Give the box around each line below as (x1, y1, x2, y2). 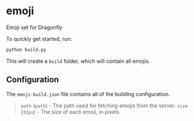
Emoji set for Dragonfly (6, 24, 63, 31)
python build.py (6, 46, 46, 53)
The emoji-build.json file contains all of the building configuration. (6, 90, 170, 97)
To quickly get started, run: (6, 35, 72, 42)
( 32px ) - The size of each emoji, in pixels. (20, 108, 121, 115)
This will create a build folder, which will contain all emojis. (6, 58, 150, 65)
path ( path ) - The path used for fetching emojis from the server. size (20, 102, 188, 109)
